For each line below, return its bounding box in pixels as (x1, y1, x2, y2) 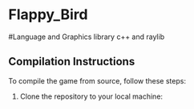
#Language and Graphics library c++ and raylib (8, 32, 165, 41)
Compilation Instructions (8, 55, 135, 68)
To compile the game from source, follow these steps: (8, 76, 187, 85)
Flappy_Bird (8, 6, 88, 24)
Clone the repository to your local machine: (19, 91, 163, 101)
